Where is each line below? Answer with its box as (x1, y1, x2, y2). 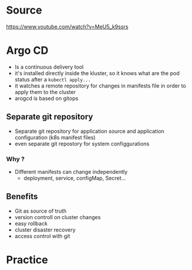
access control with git (14, 232, 70, 239)
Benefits (6, 191, 38, 201)
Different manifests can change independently (14, 168, 128, 175)
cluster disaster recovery (14, 226, 76, 233)
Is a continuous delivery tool (14, 63, 84, 70)
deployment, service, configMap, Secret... (23, 174, 126, 181)
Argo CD (6, 44, 49, 57)
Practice (6, 253, 48, 266)
